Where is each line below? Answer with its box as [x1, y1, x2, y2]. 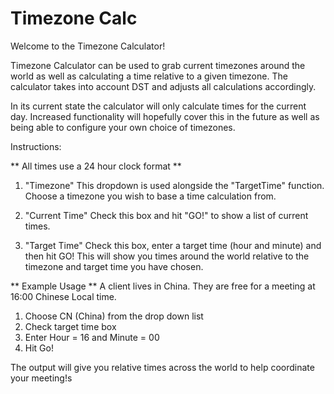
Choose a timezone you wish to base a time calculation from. [24, 190, 277, 202]
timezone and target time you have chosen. [24, 260, 204, 272]
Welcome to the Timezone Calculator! [10, 40, 166, 52]
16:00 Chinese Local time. [10, 290, 117, 302]
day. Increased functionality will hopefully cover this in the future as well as [10, 110, 320, 122]
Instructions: [10, 140, 62, 152]
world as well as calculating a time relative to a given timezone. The [10, 70, 288, 82]
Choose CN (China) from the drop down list [24, 310, 204, 322]
